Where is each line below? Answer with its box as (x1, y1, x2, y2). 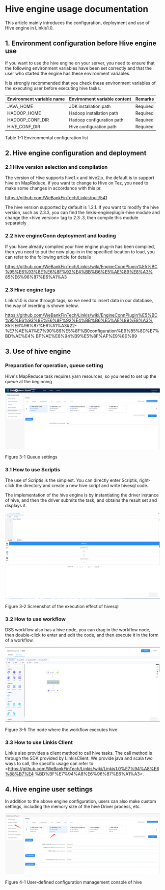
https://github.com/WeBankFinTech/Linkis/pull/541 (5, 195, 108, 201)
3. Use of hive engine (5, 347, 71, 356)
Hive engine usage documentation (5, 3, 149, 15)
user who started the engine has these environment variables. (5, 70, 131, 76)
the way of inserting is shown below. (5, 303, 79, 308)
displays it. (5, 503, 27, 509)
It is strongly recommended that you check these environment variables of (5, 80, 156, 86)
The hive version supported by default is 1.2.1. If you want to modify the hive (5, 204, 159, 210)
